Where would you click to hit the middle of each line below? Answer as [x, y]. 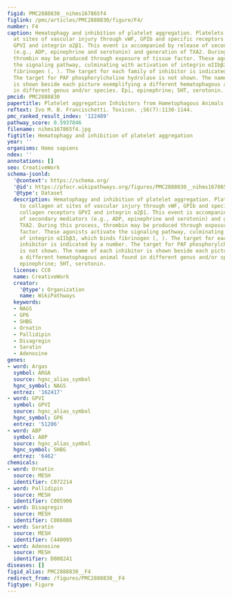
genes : [17, 360]
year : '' [20, 142]
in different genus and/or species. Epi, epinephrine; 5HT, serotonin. [119, 90]
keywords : [27, 302]
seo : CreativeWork [33, 167]
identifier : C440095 [43, 540]
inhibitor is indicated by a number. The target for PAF [103, 245]
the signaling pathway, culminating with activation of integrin [109, 65]
